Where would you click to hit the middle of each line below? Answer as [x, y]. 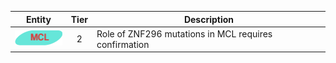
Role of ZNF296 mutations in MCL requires [184, 33]
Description [209, 19]
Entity [38, 19]
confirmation [123, 44]
